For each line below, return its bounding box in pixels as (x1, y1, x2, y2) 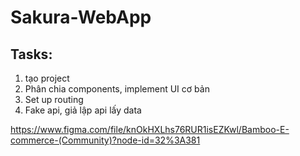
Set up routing (24, 94, 84, 105)
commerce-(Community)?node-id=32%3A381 (10, 134, 201, 146)
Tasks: (10, 46, 53, 63)
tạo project (24, 72, 70, 84)
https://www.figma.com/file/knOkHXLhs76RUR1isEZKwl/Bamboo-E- (10, 124, 290, 135)
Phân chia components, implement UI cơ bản (24, 83, 210, 95)
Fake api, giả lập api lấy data (24, 104, 142, 116)
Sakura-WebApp (10, 6, 152, 29)
